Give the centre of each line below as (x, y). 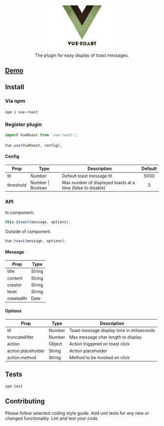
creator (14, 285)
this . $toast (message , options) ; (38, 222)
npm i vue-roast (21, 112)
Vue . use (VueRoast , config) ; (34, 145)
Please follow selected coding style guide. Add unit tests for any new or (77, 413)
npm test (14, 386)
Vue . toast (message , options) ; (36, 241)
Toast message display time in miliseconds (112, 330)
